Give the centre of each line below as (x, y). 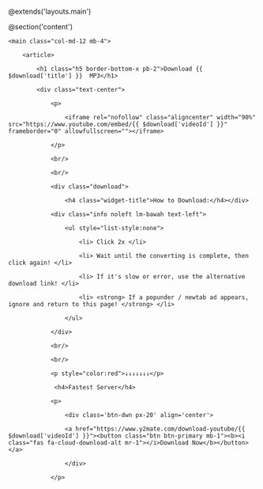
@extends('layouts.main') (50, 11)
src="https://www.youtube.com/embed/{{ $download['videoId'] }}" (118, 124)
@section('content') (41, 27)
